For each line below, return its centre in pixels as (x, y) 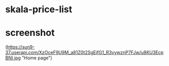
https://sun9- (21, 47)
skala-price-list (39, 9)
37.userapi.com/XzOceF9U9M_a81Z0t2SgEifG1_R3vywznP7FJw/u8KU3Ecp (84, 53)
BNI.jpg (13, 58)
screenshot (30, 33)
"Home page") (37, 58)
